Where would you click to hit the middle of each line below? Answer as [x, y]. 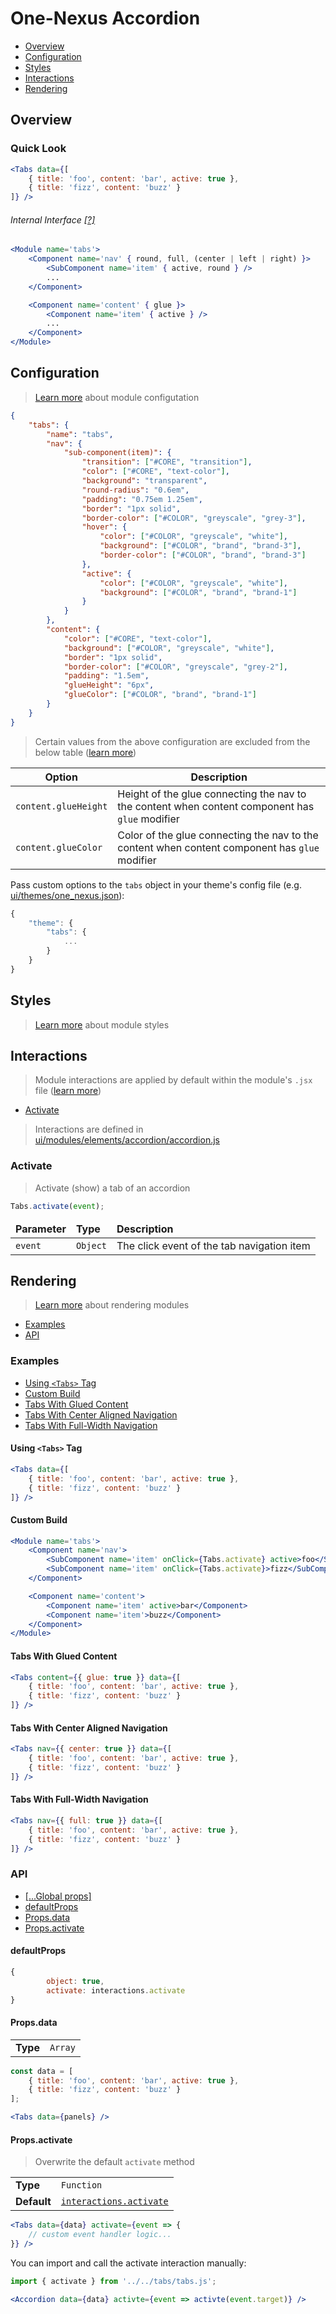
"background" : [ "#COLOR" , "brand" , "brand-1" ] [198, 592]
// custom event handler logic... [100, 2235]
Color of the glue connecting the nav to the [218, 835]
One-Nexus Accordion [105, 18]
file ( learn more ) [68, 1091]
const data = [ [42, 2071]
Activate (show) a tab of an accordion [112, 1188]
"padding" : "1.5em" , [106, 676]
